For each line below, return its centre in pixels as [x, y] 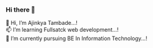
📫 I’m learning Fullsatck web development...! [62, 30]
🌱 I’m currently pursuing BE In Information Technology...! [76, 38]
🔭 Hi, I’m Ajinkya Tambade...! [41, 23]
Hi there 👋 [21, 10]
